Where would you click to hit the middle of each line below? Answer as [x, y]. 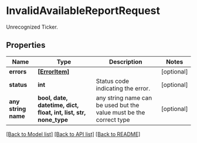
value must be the [120, 112]
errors [18, 71]
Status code [112, 81]
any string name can [124, 97]
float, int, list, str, [62, 112]
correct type [113, 120]
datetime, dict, [58, 105]
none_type [53, 120]
